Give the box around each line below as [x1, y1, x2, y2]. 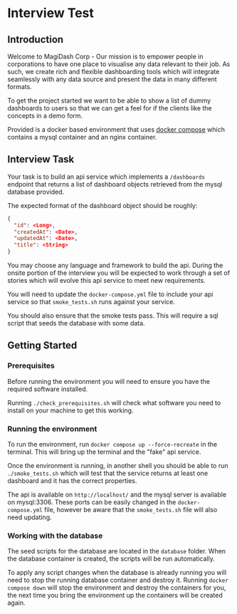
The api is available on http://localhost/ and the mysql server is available [7, 490, 226, 499]
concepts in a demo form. [7, 112, 83, 120]
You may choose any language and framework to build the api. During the [7, 261, 223, 270]
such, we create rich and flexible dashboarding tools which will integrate [7, 68, 220, 76]
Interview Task [7, 153, 75, 165]
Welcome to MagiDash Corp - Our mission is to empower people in [7, 52, 204, 61]
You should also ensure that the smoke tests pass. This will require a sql [7, 311, 218, 320]
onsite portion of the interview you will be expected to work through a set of [7, 269, 230, 277]
